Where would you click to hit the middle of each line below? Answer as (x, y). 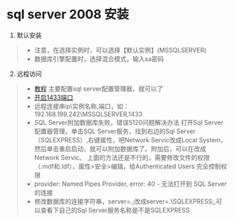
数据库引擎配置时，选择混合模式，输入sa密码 (99, 59)
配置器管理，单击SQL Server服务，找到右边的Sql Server (115, 131)
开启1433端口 (54, 97)
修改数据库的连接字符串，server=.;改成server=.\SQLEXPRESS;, (125, 201)
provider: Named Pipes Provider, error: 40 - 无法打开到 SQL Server (130, 184)
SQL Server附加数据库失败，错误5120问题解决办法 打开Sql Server (129, 122)
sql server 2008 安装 (68, 14)
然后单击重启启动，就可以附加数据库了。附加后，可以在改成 (120, 149)
